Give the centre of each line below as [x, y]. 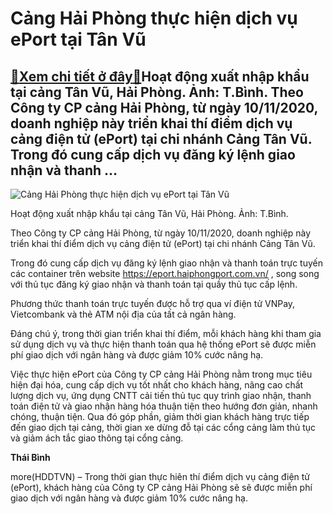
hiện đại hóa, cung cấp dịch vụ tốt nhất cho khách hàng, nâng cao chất [157, 385]
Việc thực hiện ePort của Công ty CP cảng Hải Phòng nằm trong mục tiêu [161, 374]
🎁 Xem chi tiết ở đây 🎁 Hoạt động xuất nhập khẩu [160, 76]
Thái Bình [30, 457]
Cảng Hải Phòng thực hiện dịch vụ [154, 18]
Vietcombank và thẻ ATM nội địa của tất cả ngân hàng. [123, 314]
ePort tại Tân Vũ [78, 39]
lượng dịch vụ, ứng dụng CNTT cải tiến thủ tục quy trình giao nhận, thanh [161, 395]
